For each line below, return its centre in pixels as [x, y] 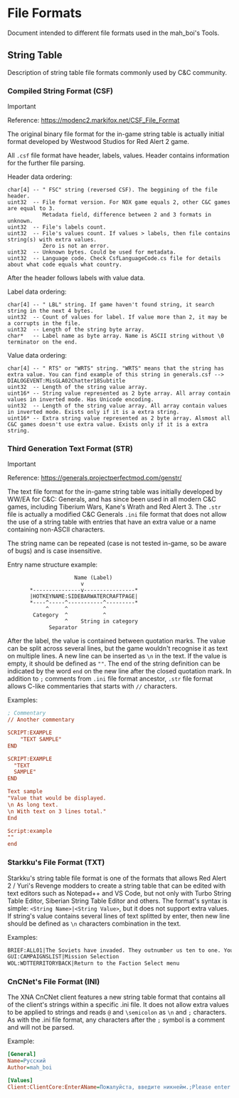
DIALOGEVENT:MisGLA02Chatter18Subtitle [67, 381]
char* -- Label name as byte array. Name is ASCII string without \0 [116, 336]
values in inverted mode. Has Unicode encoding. [81, 400]
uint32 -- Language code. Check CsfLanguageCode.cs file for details [114, 259]
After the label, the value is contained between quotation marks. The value [117, 641]
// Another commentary [41, 720]
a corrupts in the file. [44, 323]
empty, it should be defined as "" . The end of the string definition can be [114, 663]
